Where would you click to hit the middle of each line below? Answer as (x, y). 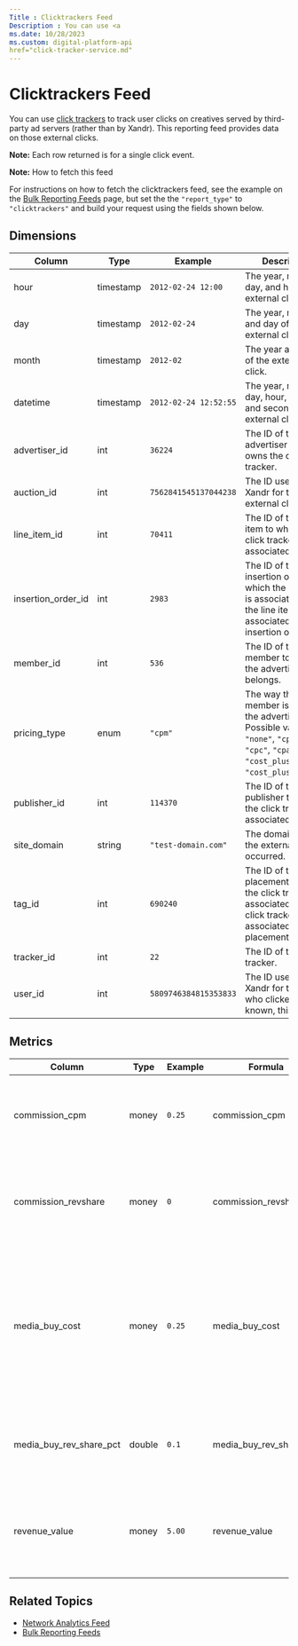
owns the (264, 455)
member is (267, 705)
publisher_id (39, 802)
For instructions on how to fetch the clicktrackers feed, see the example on (146, 189)
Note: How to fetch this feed (61, 172)
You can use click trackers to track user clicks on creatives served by (136, 119)
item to (259, 529)
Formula (266, 1067)
